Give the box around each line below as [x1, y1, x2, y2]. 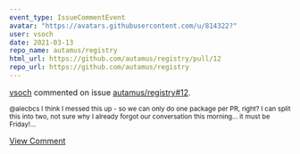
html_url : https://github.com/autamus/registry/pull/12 [9, 54, 221, 63]
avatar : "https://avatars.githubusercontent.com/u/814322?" [9, 21, 238, 30]
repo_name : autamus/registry [9, 46, 118, 55]
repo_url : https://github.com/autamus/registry [9, 63, 190, 72]
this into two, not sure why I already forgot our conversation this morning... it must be [9, 112, 271, 121]
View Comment [9, 135, 66, 146]
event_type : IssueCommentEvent [9, 12, 126, 22]
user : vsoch [9, 29, 54, 38]
